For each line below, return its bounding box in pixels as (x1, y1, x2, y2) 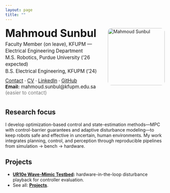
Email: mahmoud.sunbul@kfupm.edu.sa (5, 83, 96, 90)
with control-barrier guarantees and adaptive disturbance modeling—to (5, 126, 154, 133)
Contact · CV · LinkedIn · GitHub (5, 77, 77, 84)
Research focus (5, 108, 56, 117)
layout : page (5, 7, 33, 13)
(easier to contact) (5, 89, 47, 96)
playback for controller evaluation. (12, 176, 84, 183)
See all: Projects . (12, 182, 49, 188)
